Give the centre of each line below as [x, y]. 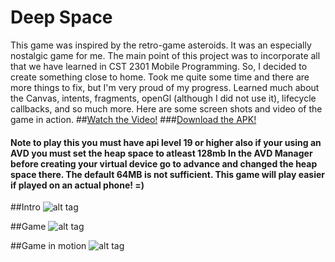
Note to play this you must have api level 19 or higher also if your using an [166, 142]
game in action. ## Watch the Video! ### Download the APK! [133, 119]
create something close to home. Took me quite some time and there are [160, 77]
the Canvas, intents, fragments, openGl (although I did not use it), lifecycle [163, 98]
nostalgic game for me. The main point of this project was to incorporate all [165, 55]
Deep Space [61, 17]
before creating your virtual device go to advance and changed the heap [164, 163]
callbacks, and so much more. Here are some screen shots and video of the [166, 108]
